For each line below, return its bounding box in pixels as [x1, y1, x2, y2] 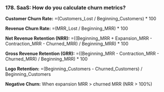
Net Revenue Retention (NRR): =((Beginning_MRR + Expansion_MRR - [5, 35, 152, 42]
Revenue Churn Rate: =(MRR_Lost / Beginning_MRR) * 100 [5, 25, 128, 32]
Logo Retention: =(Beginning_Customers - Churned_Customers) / [5, 66, 143, 72]
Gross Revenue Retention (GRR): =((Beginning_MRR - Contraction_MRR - [5, 50, 159, 57]
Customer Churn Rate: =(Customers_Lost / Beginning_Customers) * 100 [5, 16, 156, 22]
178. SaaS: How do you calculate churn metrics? [5, 4, 126, 11]
